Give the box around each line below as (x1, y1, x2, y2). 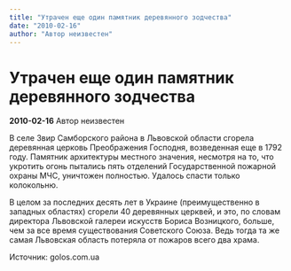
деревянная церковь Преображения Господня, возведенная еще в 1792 (9, 143, 282, 153)
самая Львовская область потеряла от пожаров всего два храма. (9, 235, 260, 245)
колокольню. (9, 180, 59, 190)
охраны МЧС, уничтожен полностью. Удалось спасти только (9, 170, 240, 182)
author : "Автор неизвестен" (9, 29, 114, 38)
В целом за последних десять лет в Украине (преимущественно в (9, 197, 260, 208)
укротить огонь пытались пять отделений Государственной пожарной (9, 161, 277, 172)
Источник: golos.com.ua (9, 252, 100, 262)
